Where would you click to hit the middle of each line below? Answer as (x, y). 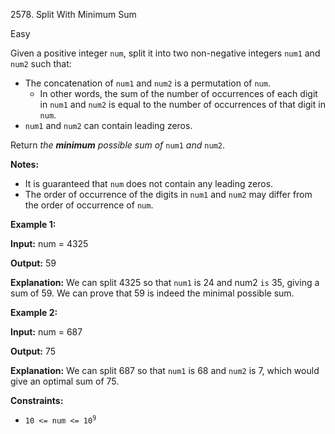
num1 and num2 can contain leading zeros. (108, 125)
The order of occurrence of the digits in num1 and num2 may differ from (168, 194)
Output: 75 (33, 351)
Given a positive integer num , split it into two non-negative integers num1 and (165, 53)
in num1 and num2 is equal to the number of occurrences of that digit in (182, 104)
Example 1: (33, 224)
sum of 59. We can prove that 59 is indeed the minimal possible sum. (152, 293)
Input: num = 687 (46, 332)
